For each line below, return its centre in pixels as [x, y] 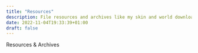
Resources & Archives [33, 45]
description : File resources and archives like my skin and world [89, 17]
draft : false [22, 28]
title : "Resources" [30, 11]
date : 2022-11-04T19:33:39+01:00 [47, 22]
